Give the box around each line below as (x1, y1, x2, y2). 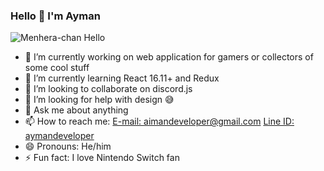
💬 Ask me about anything (24, 104, 129, 116)
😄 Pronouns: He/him (24, 140, 112, 153)
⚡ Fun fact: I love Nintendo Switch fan (24, 152, 180, 164)
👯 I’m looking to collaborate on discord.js (24, 83, 193, 95)
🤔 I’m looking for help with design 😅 (24, 94, 175, 106)
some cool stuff (24, 62, 90, 74)
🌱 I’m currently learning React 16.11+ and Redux (24, 72, 220, 84)
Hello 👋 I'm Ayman (10, 9, 101, 23)
